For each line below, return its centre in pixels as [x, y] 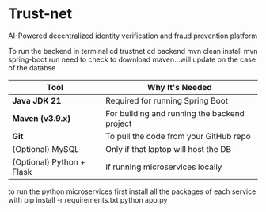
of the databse [32, 67]
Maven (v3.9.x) [42, 118]
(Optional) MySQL [46, 149]
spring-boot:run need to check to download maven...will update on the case [132, 59]
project [119, 123]
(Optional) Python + [49, 161]
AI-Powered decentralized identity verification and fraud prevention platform [133, 36]
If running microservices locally [164, 167]
